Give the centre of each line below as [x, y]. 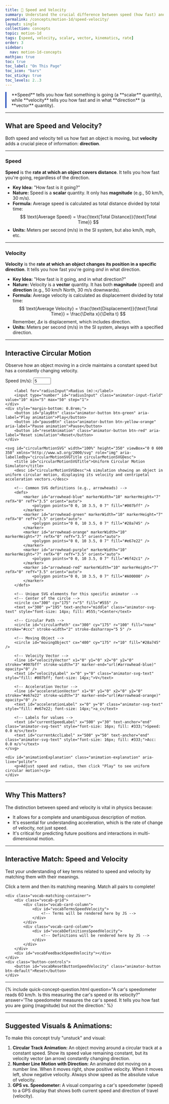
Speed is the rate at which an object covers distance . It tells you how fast [82, 172]
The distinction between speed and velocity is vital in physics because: [79, 807]
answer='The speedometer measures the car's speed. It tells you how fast [82, 1000]
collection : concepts [28, 29]
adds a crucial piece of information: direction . [53, 143]
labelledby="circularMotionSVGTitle [44, 457]
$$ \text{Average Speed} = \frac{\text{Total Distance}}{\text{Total [88, 216]
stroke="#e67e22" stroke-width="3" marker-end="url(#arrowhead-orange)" [83, 695]
